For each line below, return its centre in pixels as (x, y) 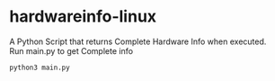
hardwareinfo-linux (83, 17)
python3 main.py (40, 67)
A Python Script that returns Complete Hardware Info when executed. (138, 41)
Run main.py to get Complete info (71, 50)
